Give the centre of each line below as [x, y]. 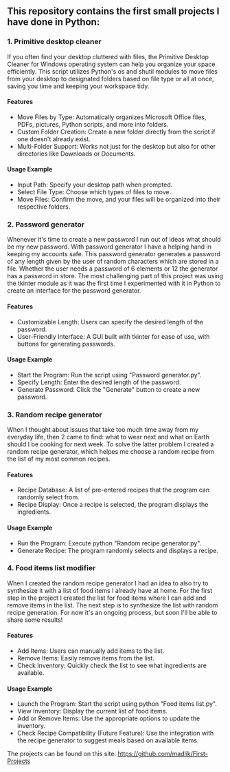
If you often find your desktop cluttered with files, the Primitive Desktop [108, 56]
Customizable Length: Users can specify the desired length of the [110, 322]
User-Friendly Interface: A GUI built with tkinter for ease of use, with [113, 336]
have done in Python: [54, 22]
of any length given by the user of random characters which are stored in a [113, 262]
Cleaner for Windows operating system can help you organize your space [111, 64]
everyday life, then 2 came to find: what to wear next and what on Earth [108, 437]
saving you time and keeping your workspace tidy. [78, 86]
